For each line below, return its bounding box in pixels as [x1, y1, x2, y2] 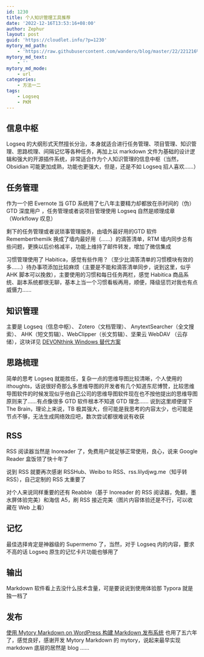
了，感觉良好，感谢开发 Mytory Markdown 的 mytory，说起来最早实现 [6, 636, 181, 644]
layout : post [6, 32, 39, 38]
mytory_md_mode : [6, 65, 47, 72]
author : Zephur [6, 25, 45, 32]
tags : [6, 88, 20, 94]
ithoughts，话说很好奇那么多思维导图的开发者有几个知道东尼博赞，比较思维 [6, 382, 195, 389]
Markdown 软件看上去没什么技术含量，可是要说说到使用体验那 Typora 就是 [6, 585, 193, 592]
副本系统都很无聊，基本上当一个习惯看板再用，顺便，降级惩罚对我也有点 [16, 278, 198, 286]
